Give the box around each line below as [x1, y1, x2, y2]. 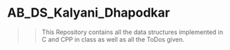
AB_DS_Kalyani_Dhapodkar [7, 5, 171, 21]
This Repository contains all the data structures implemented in [41, 28, 224, 36]
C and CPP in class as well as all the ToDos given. [41, 35, 185, 43]
